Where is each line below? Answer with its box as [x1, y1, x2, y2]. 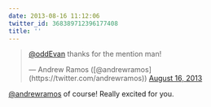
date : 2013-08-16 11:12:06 [8, 11, 100, 20]
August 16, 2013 [148, 74, 203, 83]
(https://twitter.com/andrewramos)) [28, 74, 147, 83]
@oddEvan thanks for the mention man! [28, 49, 162, 59]
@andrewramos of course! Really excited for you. [8, 89, 174, 99]
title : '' [8, 27, 42, 35]
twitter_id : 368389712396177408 [8, 19, 118, 28]
